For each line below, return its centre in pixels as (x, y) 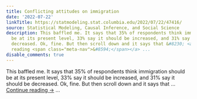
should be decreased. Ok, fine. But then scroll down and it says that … (91, 84)
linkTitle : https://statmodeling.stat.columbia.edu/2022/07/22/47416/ (94, 22)
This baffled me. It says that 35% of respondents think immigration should (96, 71)
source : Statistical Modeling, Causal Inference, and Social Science (93, 28)
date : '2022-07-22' (30, 17)
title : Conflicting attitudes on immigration (62, 11)
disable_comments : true (35, 55)
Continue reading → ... (33, 90)
